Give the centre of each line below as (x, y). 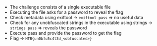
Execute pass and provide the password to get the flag (66, 33)
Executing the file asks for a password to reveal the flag (67, 12)
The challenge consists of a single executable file (60, 7)
